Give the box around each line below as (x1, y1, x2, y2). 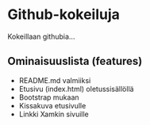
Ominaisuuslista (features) (7, 55, 143, 68)
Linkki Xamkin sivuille (18, 109, 89, 119)
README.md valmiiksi (18, 75, 91, 85)
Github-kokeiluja (7, 6, 121, 24)
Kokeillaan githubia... (7, 32, 75, 41)
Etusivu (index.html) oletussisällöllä (18, 84, 134, 93)
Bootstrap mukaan (18, 93, 80, 102)
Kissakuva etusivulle (18, 100, 87, 110)
